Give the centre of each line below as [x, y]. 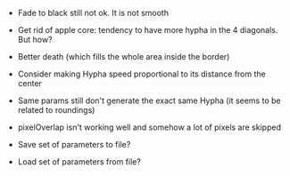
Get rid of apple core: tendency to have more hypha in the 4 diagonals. [148, 30]
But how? [35, 40]
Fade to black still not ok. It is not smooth [93, 13]
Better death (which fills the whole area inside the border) [124, 56]
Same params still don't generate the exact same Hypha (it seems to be [149, 100]
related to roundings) [56, 110]
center [30, 83]
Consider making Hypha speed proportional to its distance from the [141, 74]
